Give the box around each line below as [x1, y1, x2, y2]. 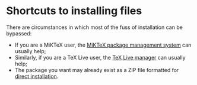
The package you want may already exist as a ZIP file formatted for [14, 66, 179, 73]
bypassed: [6, 30, 32, 37]
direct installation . [14, 73, 59, 80]
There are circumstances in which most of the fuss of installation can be [6, 24, 183, 31]
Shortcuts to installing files [6, 4, 142, 18]
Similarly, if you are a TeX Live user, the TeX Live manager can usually [14, 54, 186, 61]
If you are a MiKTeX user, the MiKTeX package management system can [14, 41, 192, 48]
